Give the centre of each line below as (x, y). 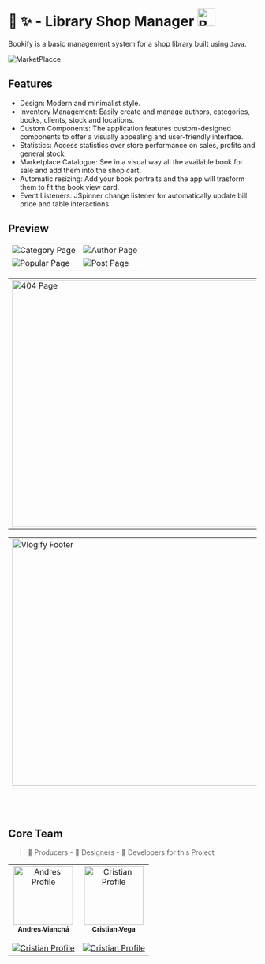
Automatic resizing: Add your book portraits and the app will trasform (132, 179)
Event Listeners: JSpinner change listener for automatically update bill (133, 195)
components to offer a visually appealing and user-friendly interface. (131, 136)
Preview (29, 229)
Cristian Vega (114, 930)
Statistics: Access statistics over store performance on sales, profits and (137, 145)
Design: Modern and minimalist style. (80, 103)
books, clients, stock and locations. (77, 119)
